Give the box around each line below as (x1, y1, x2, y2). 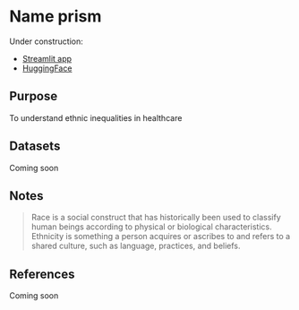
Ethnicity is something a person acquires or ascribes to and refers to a (30, 231, 291, 242)
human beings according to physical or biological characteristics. (30, 221, 272, 232)
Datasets (9, 139, 61, 154)
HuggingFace (21, 63, 73, 73)
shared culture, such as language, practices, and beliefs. (30, 240, 241, 252)
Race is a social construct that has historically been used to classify (30, 212, 282, 223)
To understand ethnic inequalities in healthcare (9, 112, 183, 123)
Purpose (9, 89, 58, 104)
